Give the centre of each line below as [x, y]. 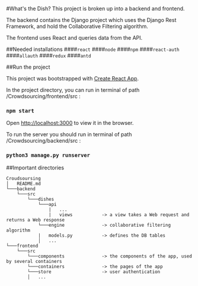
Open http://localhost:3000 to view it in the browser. [70, 123]
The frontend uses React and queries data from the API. [74, 38]
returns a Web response [36, 220]
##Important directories [35, 168]
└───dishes [41, 199]
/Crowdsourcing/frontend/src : [44, 96]
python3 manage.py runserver [48, 155]
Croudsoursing [24, 178]
